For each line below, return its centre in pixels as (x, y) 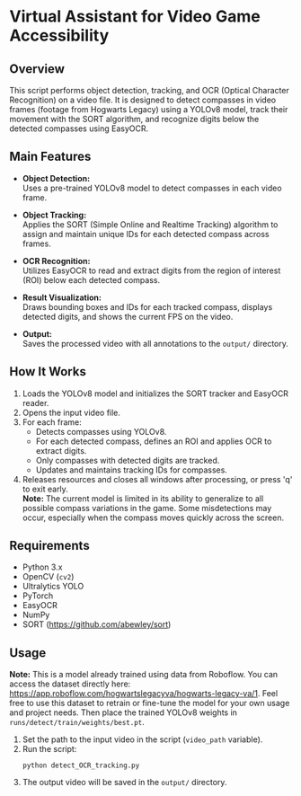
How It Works (48, 371)
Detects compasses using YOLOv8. (101, 431)
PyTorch (38, 596)
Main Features (50, 157)
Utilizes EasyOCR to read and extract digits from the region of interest (151, 270)
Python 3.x (42, 567)
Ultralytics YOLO (53, 587)
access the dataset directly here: (70, 684)
